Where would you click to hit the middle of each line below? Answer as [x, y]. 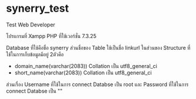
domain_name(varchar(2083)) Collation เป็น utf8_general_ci [86, 66]
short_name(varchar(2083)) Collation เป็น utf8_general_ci [83, 73]
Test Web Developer [31, 25]
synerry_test [38, 8]
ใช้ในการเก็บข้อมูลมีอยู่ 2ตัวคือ [35, 54]
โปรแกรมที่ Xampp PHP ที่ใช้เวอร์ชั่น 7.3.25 [51, 36]
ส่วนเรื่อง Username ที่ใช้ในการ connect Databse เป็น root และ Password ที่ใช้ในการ [97, 84]
